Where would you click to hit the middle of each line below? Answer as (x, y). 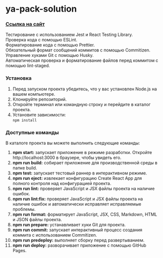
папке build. (25, 168)
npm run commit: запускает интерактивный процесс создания (77, 230)
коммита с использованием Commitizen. (55, 235)
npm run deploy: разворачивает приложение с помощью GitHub (79, 245)
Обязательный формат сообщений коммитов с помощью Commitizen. (78, 50)
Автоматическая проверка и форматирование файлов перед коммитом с (82, 60)
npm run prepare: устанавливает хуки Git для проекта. (69, 225)
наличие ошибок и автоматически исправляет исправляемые (77, 204)
